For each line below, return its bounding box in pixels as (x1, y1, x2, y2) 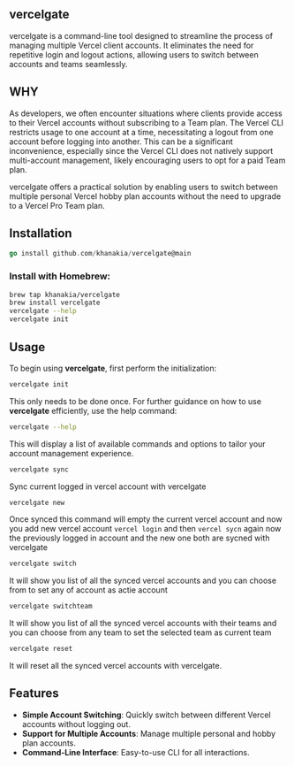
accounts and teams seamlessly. (9, 58, 128, 69)
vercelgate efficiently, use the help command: (9, 405, 177, 416)
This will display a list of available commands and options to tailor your (9, 438, 267, 449)
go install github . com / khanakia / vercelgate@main (9, 249, 192, 258)
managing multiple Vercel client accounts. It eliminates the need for (9, 40, 254, 50)
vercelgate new (9, 498, 65, 507)
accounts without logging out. (21, 718, 131, 729)
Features (9, 686, 59, 701)
